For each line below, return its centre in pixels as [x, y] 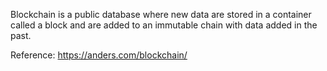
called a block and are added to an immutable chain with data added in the [164, 25]
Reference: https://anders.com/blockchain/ [99, 55]
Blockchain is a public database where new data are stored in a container [161, 14]
